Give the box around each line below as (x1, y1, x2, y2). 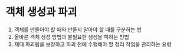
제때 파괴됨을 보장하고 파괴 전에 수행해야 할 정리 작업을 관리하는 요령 (14, 41, 172, 48)
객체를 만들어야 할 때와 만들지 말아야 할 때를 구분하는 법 (14, 26, 142, 33)
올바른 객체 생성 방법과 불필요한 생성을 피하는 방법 (14, 33, 129, 40)
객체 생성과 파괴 (5, 5, 77, 19)
